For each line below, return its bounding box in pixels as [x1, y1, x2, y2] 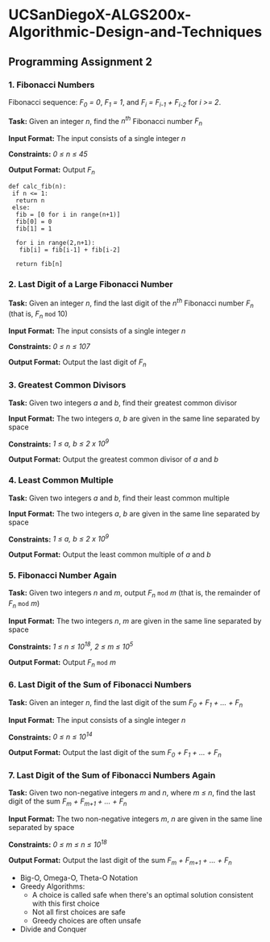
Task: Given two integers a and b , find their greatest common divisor [8, 397, 238, 408]
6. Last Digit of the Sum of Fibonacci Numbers [8, 679, 192, 691]
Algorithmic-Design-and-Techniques [8, 23, 263, 41]
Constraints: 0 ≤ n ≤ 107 [8, 342, 90, 351]
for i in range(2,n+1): [15, 239, 95, 247]
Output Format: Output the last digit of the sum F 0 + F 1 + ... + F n [8, 748, 222, 759]
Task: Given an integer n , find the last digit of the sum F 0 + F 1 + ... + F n [8, 697, 243, 709]
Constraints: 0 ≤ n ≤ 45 [8, 149, 89, 159]
